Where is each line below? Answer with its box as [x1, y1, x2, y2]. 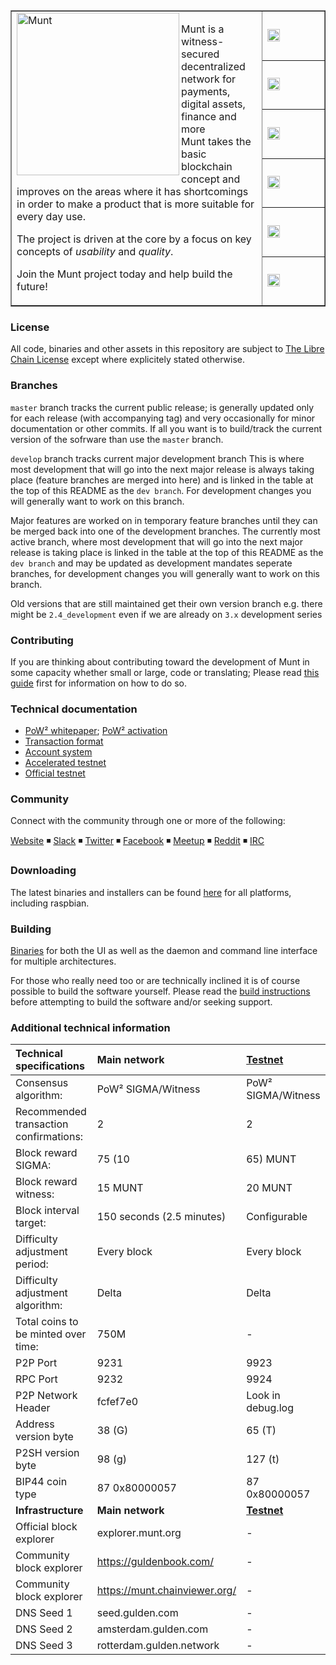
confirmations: [15, 1130, 84, 1144]
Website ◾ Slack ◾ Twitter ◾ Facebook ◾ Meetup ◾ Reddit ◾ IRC [10, 835, 265, 847]
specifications [15, 1059, 85, 1073]
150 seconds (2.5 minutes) [96, 1210, 227, 1224]
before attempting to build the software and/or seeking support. [10, 996, 273, 1008]
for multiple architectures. [10, 955, 117, 968]
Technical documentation [10, 702, 138, 716]
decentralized [181, 60, 246, 73]
